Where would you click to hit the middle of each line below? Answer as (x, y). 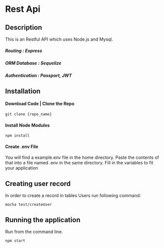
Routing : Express (24, 50)
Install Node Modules (27, 125)
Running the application (43, 220)
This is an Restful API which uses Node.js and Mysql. (59, 39)
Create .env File (22, 147)
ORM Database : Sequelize (33, 63)
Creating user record (38, 183)
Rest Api (23, 9)
